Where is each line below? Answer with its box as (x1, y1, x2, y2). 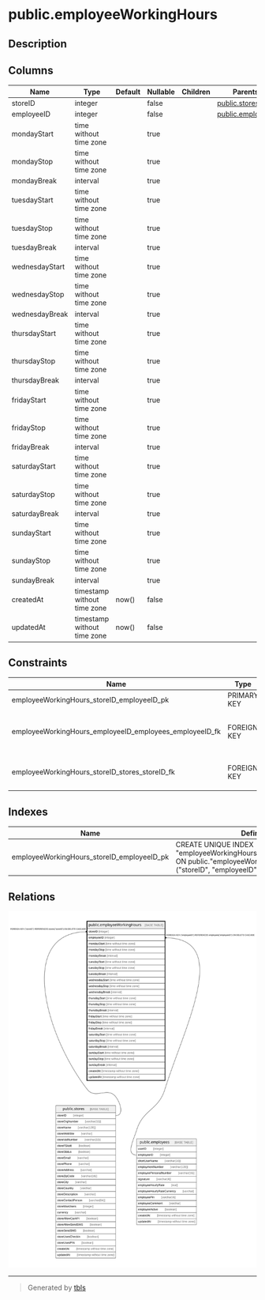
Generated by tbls (27, 1283, 87, 1292)
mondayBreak (11, 176, 58, 186)
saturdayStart (11, 462, 56, 471)
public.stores (216, 99, 259, 108)
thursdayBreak (11, 375, 60, 385)
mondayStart (11, 129, 54, 138)
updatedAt (11, 623, 46, 632)
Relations (8, 890, 56, 903)
